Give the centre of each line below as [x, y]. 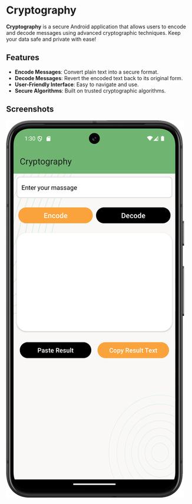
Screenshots [30, 109]
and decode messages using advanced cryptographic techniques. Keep [93, 32]
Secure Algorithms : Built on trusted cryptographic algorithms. [90, 90]
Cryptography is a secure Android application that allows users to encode [96, 27]
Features [23, 57]
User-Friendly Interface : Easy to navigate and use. [77, 84]
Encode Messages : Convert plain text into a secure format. [87, 72]
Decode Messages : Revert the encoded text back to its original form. [99, 78]
